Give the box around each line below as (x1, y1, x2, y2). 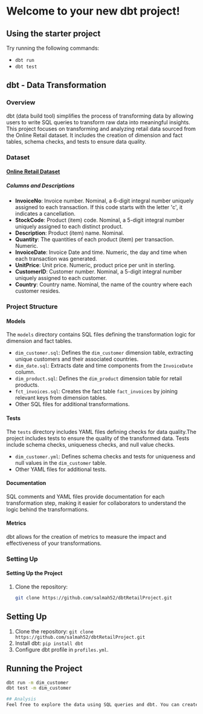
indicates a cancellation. (14, 210, 76, 218)
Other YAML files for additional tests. (14, 465, 107, 473)
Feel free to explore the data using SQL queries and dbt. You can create (6, 702, 199, 708)
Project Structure (6, 302, 58, 311)
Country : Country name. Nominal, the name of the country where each (14, 281, 192, 289)
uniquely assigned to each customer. (14, 275, 108, 282)
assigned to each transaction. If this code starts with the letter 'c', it (14, 204, 183, 211)
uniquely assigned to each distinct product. (14, 223, 123, 230)
